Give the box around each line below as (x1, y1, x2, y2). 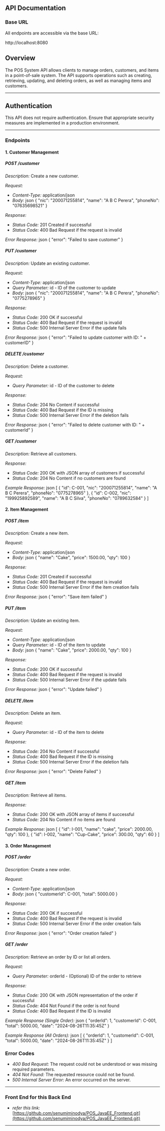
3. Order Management (5, 843, 51, 848)
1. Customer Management (5, 149, 59, 155)
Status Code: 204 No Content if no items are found (12, 817, 115, 823)
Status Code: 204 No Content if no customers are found (12, 475, 126, 481)
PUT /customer (5, 248, 37, 254)
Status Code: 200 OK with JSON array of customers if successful (12, 470, 145, 476)
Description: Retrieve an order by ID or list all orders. (5, 954, 111, 960)
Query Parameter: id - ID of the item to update (12, 642, 106, 648)
